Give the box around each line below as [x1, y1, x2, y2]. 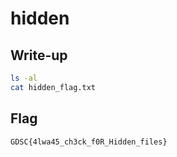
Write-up [10, 47, 68, 64]
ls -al [10, 73, 38, 83]
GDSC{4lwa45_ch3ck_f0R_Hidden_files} [10, 137, 168, 147]
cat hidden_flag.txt [10, 82, 97, 92]
